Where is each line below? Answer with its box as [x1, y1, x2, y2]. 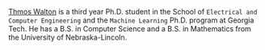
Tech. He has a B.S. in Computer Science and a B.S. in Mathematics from [8, 24, 252, 33]
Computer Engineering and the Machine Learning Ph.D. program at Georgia [8, 15, 254, 25]
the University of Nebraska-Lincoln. [8, 32, 128, 42]
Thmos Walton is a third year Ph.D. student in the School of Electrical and [8, 7, 258, 16]
